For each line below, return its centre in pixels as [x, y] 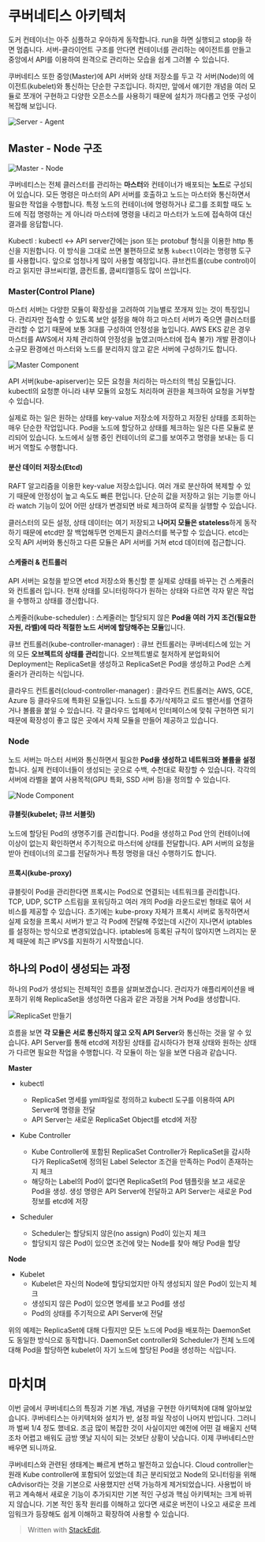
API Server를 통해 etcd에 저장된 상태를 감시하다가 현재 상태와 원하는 [136, 1042]
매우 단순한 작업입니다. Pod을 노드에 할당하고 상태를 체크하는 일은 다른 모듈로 [127, 428]
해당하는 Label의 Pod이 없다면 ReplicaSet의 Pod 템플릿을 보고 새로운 [138, 1181]
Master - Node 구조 [55, 148]
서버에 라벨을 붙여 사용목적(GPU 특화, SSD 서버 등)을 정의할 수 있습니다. [119, 779]
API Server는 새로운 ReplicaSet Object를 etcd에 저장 [114, 1119]
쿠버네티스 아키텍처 [67, 16]
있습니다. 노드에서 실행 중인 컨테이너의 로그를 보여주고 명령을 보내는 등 [137, 438]
